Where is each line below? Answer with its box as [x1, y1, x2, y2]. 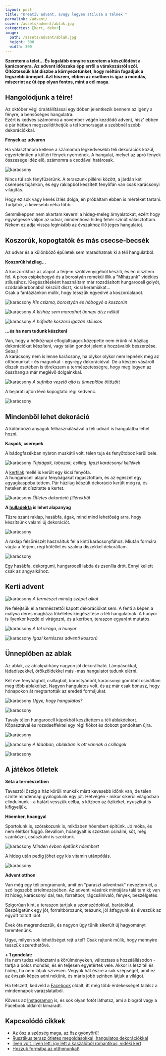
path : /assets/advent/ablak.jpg [9, 35, 77, 40]
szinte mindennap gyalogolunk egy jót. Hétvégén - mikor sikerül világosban [5, 793, 160, 799]
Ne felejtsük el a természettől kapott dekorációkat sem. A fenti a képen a [5, 605, 154, 611]
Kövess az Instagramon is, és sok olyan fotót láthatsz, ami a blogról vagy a [5, 997, 157, 1003]
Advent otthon [5, 872, 36, 878]
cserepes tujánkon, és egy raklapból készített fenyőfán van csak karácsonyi [5, 181, 160, 187]
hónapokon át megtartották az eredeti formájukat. [5, 688, 107, 694]
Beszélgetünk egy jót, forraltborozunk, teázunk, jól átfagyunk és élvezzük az [5, 907, 162, 913]
